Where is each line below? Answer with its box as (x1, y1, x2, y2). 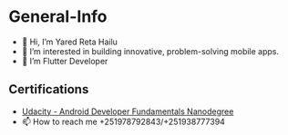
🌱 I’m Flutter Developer (21, 55, 108, 66)
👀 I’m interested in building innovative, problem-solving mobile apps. (21, 45, 280, 56)
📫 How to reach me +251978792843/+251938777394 (21, 116, 225, 127)
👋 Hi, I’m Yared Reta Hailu (21, 36, 118, 47)
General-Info (8, 6, 108, 27)
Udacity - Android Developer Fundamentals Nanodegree (21, 106, 234, 117)
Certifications (8, 82, 89, 97)
